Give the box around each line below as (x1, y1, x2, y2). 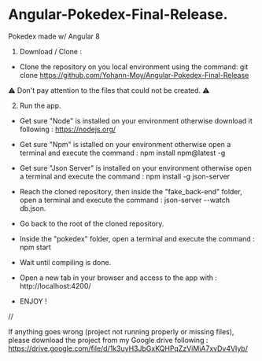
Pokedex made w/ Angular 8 (8, 31, 100, 41)
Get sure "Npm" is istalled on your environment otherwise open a (19, 139, 231, 149)
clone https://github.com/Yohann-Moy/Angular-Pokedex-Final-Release (19, 70, 249, 79)
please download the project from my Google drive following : (8, 335, 208, 344)
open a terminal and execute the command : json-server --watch (19, 195, 231, 204)
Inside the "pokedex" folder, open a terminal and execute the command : (19, 234, 256, 243)
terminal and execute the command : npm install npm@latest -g (19, 148, 226, 157)
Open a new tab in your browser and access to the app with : (19, 273, 218, 282)
